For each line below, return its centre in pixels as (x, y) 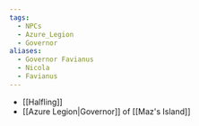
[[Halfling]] (42, 102)
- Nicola (34, 68)
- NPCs (30, 26)
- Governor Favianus (56, 59)
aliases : (26, 51)
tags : (19, 18)
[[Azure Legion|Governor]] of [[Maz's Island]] (106, 111)
